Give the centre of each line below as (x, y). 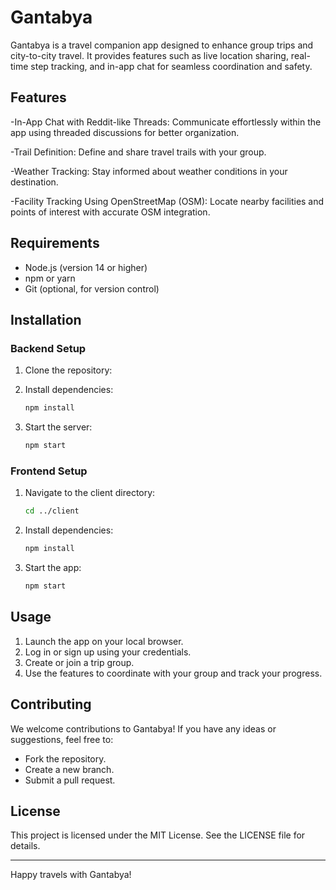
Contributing (51, 704)
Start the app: (53, 568)
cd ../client (52, 511)
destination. (34, 182)
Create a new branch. (69, 769)
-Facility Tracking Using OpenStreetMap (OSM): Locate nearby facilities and (167, 201)
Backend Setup (48, 348)
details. (25, 846)
